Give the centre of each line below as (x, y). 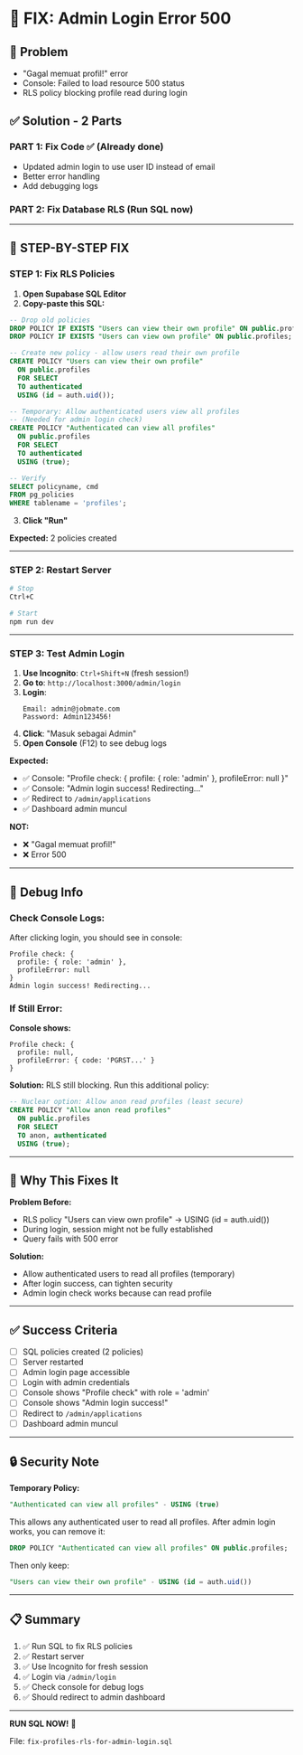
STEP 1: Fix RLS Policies (62, 274)
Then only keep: (39, 1566)
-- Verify (28, 478)
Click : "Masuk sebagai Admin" (79, 734)
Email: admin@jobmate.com (71, 709)
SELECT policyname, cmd (54, 486)
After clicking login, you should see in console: (96, 937)
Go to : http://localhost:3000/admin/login (102, 683)
